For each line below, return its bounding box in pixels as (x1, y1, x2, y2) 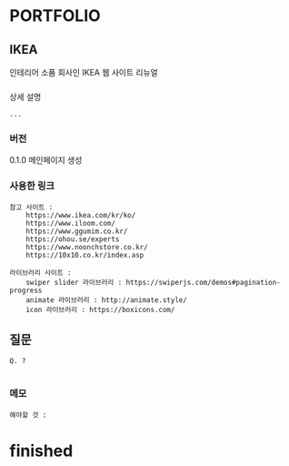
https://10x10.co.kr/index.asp (25, 250, 144, 259)
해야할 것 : (9, 410, 47, 420)
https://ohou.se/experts (25, 234, 120, 244)
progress (9, 286, 43, 295)
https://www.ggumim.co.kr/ (25, 227, 128, 236)
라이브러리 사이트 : (9, 268, 72, 278)
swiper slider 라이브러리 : (25, 278, 123, 287)
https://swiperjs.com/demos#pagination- (125, 278, 282, 287)
